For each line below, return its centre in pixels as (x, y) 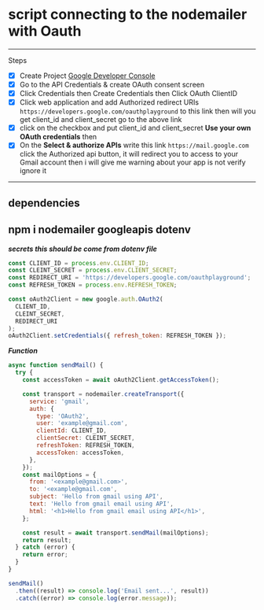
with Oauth (45, 31)
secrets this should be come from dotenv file (82, 249)
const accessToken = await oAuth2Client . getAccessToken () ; (121, 380)
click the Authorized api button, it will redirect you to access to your (128, 154)
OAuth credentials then (58, 137)
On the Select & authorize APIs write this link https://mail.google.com (134, 145)
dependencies (44, 203)
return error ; (45, 555)
